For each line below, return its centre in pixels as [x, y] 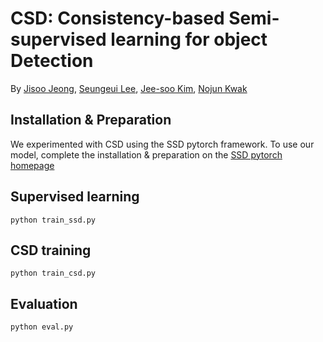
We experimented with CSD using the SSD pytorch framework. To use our [162, 144]
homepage [32, 165]
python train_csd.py [53, 273]
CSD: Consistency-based [117, 18]
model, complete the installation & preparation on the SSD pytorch [146, 154]
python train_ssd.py [53, 220]
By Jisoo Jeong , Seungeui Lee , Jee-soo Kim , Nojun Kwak [129, 88]
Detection [52, 61]
